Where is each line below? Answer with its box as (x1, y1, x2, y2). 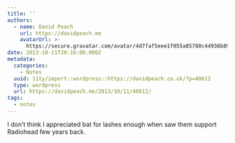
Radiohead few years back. (7, 127, 86, 136)
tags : (7, 95, 23, 102)
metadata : (7, 56, 36, 63)
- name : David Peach (13, 23, 73, 30)
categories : (13, 62, 49, 69)
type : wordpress (13, 82, 61, 89)
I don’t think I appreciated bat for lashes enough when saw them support (7, 120, 217, 128)
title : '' (7, 10, 36, 17)
